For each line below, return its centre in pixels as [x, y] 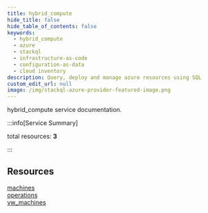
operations [22, 195]
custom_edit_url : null [40, 84]
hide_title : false [33, 20]
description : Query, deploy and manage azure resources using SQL [104, 77]
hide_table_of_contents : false [52, 26]
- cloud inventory [40, 71]
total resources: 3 [32, 136]
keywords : [21, 33]
